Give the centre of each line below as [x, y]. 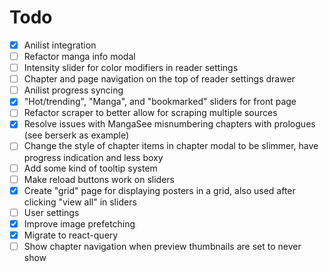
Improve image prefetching [79, 223]
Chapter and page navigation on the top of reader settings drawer [159, 79]
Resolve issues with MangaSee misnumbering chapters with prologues [169, 124]
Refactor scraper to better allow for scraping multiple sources [150, 113]
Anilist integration [60, 45]
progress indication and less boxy [93, 157]
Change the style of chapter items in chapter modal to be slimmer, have [171, 146]
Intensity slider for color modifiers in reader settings [131, 68]
